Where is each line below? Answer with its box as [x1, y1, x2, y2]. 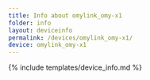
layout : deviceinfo [8, 26, 73, 34]
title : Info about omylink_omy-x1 [8, 11, 123, 20]
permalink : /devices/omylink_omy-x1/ [8, 33, 133, 42]
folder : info [8, 19, 52, 27]
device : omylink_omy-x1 [8, 41, 87, 49]
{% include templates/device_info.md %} [8, 63, 143, 72]
